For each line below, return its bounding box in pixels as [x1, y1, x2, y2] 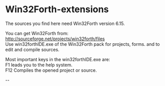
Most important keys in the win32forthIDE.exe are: [5, 56, 110, 62]
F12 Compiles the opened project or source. [5, 67, 97, 73]
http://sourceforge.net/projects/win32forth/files [5, 36, 105, 42]
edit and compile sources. [5, 46, 60, 52]
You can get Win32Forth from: [5, 30, 69, 36]
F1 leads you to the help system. [5, 62, 73, 68]
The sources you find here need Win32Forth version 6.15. [5, 20, 125, 26]
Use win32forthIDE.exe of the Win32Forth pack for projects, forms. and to [5, 41, 160, 47]
